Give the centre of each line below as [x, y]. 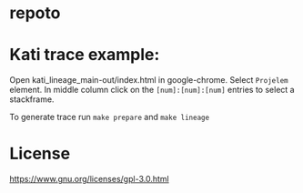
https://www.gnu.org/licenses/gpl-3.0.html [90, 179]
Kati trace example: [85, 55]
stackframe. [32, 99]
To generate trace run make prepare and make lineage [110, 117]
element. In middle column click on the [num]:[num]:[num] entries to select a [152, 90]
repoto [35, 13]
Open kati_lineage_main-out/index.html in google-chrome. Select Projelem [149, 80]
